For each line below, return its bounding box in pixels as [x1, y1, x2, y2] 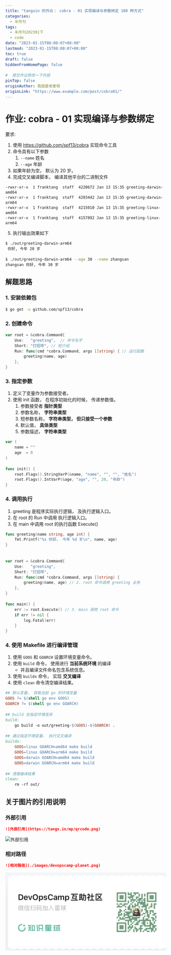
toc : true [5, 51, 27, 56]
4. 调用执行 [5, 496, 33, 503]
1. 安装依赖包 [5, 294, 37, 301]
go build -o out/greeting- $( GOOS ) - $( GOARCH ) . [14, 723, 115, 728]
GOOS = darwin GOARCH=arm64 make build [14, 761, 95, 766]
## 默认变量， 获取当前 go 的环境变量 [5, 691, 77, 696]
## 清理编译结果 [5, 771, 35, 776]
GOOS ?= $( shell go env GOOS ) [5, 696, 70, 701]
